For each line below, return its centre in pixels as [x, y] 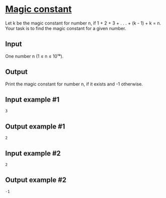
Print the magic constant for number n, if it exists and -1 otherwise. [74, 84]
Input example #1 [32, 99]
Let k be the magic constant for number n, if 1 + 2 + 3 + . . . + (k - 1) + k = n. [83, 23]
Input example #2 [33, 153]
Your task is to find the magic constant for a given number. [66, 28]
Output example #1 [35, 126]
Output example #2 [36, 180]
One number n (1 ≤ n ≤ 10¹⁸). [34, 56]
